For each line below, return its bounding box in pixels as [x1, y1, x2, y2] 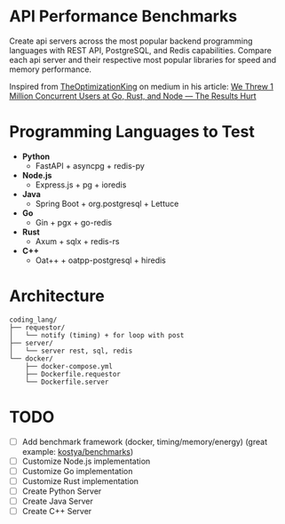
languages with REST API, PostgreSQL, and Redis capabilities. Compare [9, 44, 273, 55]
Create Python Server [21, 486, 102, 496]
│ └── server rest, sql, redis [9, 346, 133, 355]
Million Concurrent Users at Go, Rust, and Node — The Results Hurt [9, 91, 257, 101]
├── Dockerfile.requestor [25, 369, 122, 378]
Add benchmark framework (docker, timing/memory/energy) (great [21, 436, 268, 447]
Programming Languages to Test [9, 122, 255, 142]
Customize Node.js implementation [21, 456, 151, 466]
